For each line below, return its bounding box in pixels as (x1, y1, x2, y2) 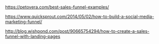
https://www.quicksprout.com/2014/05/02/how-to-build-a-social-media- (5, 14, 155, 19)
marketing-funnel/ (5, 19, 43, 24)
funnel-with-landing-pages (5, 34, 60, 39)
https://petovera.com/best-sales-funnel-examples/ (5, 4, 109, 10)
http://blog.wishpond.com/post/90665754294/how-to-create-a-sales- (5, 28, 150, 34)
